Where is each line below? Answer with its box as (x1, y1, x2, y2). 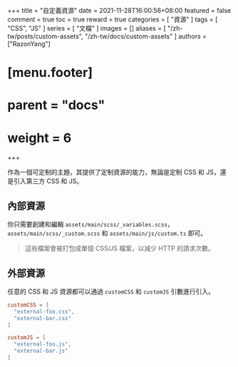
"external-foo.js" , (14, 341, 72, 348)
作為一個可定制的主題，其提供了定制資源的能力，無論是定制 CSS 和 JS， (7, 168, 220, 177)
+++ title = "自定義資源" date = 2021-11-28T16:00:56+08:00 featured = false (7, 6, 232, 14)
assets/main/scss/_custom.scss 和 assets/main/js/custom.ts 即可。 (7, 229, 207, 237)
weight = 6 (7, 130, 72, 146)
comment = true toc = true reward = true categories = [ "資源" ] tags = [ (7, 15, 218, 24)
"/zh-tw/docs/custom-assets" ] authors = (84, 32, 207, 41)
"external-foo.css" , (14, 308, 75, 315)
